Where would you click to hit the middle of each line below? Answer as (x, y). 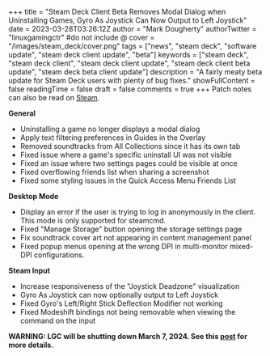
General (22, 113)
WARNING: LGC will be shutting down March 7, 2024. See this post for (128, 336)
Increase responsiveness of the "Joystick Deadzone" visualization (130, 286)
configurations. (59, 255)
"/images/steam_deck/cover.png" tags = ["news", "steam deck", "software (133, 46)
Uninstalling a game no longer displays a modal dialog (110, 129)
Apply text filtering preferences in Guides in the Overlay (113, 138)
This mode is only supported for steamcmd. (93, 220)
